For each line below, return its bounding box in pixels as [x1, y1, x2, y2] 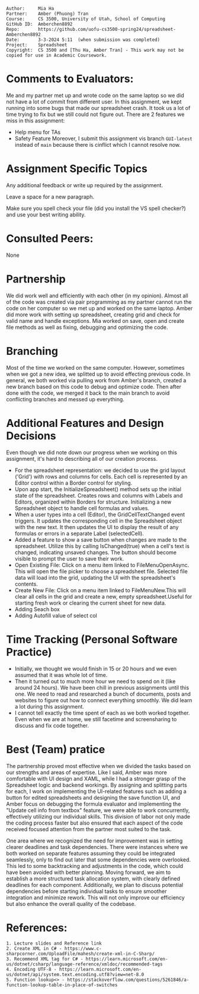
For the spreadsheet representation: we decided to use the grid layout [14, 467, 186, 474]
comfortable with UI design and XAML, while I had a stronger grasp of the [6, 775, 186, 782]
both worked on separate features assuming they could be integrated [6, 850, 175, 857]
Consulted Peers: [6, 232, 94, 246]
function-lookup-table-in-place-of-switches [6, 982, 118, 988]
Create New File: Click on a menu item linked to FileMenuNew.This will [14, 586, 187, 594]
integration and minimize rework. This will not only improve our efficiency [6, 894, 185, 901]
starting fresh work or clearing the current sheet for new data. [14, 599, 166, 606]
